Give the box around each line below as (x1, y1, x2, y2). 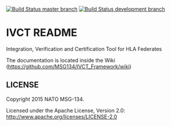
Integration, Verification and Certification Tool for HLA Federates (6, 45, 162, 52)
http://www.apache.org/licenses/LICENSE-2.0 (6, 113, 118, 120)
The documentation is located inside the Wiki (6, 56, 116, 64)
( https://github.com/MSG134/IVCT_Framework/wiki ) (6, 63, 132, 70)
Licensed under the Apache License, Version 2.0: (6, 107, 125, 114)
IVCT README (6, 26, 78, 39)
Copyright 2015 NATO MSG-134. (6, 96, 85, 103)
